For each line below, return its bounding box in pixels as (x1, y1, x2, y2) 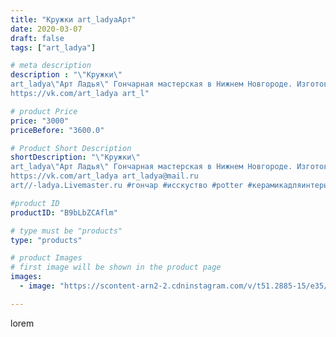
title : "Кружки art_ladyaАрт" (10, 14, 137, 25)
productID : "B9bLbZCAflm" (10, 207, 118, 218)
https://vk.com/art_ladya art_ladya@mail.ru (10, 171, 199, 181)
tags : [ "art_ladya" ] (10, 42, 97, 53)
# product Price (10, 106, 78, 116)
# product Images (10, 253, 83, 263)
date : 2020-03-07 (10, 24, 83, 34)
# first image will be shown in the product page (10, 262, 222, 273)
